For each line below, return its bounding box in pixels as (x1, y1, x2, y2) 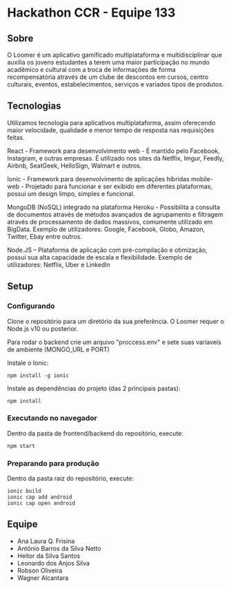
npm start (7, 442, 36, 449)
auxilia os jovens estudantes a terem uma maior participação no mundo (7, 58, 210, 66)
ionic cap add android (7, 493, 72, 501)
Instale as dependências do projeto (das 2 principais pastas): (7, 384, 181, 392)
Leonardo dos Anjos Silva (17, 559, 90, 567)
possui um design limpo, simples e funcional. (7, 189, 135, 198)
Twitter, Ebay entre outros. (7, 232, 83, 240)
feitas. (7, 133, 26, 141)
